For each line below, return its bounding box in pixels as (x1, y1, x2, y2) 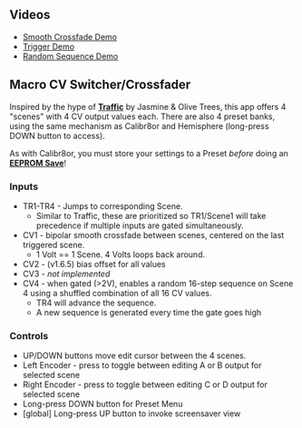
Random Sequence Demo (22, 50, 119, 62)
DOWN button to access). (9, 130, 106, 141)
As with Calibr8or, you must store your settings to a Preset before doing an (9, 147, 288, 158)
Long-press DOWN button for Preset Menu (22, 399, 183, 410)
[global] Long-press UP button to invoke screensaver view (22, 408, 241, 419)
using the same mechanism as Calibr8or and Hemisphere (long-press (9, 120, 269, 131)
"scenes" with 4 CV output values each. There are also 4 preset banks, (9, 111, 276, 122)
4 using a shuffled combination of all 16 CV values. (22, 287, 212, 298)
